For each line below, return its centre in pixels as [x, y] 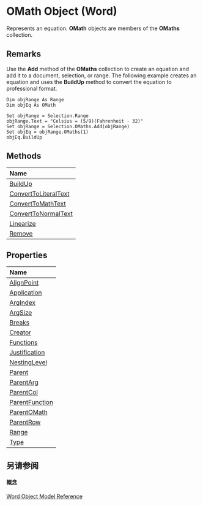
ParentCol [24, 393]
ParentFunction [31, 402]
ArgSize [21, 313]
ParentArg [24, 383]
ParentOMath [28, 412]
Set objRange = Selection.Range [47, 116]
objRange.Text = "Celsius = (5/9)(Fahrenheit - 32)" [75, 121]
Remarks [24, 54]
